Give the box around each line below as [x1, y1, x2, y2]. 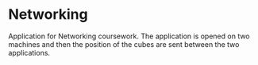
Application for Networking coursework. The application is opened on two [8, 31, 250, 41]
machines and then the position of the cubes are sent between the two [8, 39, 240, 49]
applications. [8, 48, 50, 57]
